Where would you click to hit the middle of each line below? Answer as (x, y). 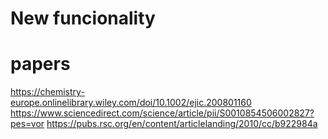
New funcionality (83, 18)
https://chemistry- (47, 92)
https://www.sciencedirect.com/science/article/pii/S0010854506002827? (162, 113)
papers (40, 64)
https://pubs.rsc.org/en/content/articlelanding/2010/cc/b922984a (182, 124)
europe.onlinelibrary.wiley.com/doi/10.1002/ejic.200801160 (131, 103)
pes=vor (27, 124)
